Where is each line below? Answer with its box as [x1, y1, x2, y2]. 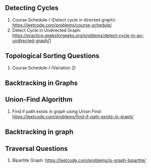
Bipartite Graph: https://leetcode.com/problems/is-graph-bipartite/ [12, 157, 146, 163]
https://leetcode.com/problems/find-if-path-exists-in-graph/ [12, 113, 134, 119]
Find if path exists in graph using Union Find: [12, 108, 102, 114]
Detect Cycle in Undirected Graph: [12, 27, 81, 33]
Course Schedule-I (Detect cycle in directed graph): [12, 17, 116, 22]
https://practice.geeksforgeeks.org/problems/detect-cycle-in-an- [12, 32, 144, 38]
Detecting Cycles [5, 4, 58, 12]
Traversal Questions [5, 144, 68, 153]
